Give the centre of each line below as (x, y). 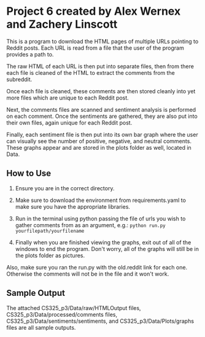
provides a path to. (30, 54)
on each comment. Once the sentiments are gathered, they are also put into (102, 116)
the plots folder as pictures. (50, 255)
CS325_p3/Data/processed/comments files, (62, 314)
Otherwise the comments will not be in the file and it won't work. (88, 274)
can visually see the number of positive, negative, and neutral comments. (99, 141)
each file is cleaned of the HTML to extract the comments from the (91, 72)
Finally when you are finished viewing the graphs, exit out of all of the (103, 242)
